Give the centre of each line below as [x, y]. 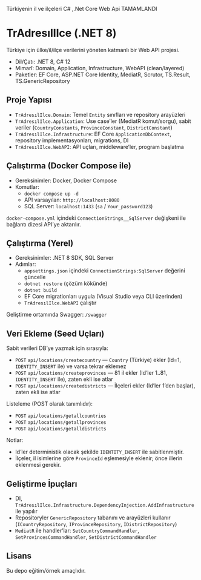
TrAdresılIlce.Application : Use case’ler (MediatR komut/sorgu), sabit [103, 121]
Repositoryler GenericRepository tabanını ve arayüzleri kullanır [93, 518]
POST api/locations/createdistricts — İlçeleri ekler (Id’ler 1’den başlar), [105, 386]
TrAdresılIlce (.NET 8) [61, 33]
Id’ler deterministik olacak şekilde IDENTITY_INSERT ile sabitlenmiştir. [99, 452]
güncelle [35, 277]
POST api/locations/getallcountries [61, 416]
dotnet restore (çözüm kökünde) [66, 283]
